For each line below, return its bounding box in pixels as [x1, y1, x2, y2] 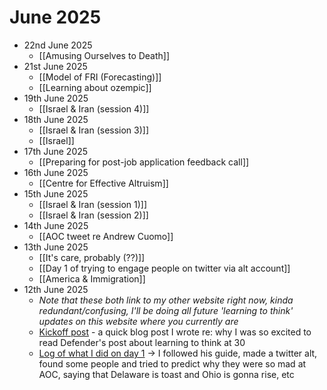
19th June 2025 [23, 92, 89, 104]
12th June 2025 [23, 283, 89, 295]
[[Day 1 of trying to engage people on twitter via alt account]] [38, 262, 291, 274]
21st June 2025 [23, 60, 88, 72]
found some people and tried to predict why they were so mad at [38, 357, 307, 370]
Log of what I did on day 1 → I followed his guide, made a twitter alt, [38, 347, 318, 359]
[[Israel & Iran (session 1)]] [38, 198, 148, 210]
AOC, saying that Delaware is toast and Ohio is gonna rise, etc [38, 368, 295, 380]
